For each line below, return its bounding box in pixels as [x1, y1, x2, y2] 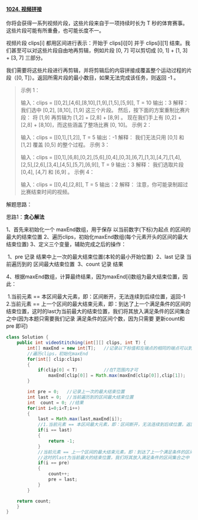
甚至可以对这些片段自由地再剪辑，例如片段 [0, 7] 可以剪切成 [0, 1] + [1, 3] [11, 47, 188, 54]
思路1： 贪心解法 [6, 213, 45, 220]
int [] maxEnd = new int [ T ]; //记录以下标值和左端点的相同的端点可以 [27, 345, 189, 351]
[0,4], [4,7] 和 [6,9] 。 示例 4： [20, 169, 95, 176]
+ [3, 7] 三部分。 [6, 54, 46, 61]
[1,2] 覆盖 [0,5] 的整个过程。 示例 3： [20, 141, 110, 149]
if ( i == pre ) [37, 460, 70, 466]
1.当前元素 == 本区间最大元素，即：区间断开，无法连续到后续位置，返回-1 [7, 293, 186, 300]
